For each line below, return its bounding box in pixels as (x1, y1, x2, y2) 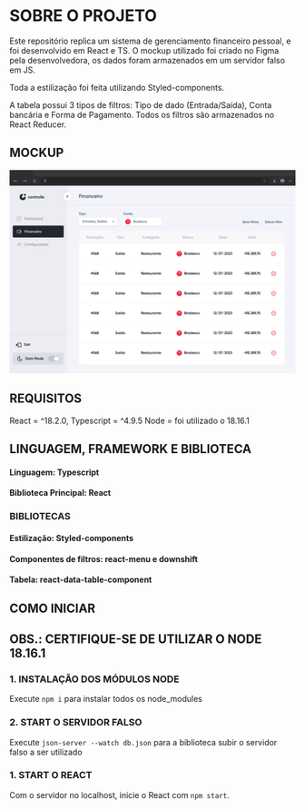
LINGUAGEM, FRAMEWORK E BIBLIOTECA (9, 441, 252, 457)
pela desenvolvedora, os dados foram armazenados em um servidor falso (9, 54, 286, 65)
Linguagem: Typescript (9, 467, 100, 478)
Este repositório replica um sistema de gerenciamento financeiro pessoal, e (9, 35, 292, 46)
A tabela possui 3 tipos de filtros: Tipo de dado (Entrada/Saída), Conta (9, 99, 272, 110)
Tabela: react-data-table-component (9, 574, 152, 586)
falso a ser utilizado (9, 746, 84, 757)
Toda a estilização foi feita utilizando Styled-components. (9, 82, 225, 93)
